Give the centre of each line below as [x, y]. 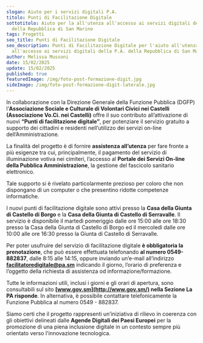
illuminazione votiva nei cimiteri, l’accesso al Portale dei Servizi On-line [96, 159]
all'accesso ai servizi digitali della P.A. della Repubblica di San [101, 51]
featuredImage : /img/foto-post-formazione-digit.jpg [74, 79]
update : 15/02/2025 [31, 68]
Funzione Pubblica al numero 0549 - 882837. [63, 302]
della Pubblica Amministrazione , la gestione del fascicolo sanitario [90, 165]
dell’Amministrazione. [33, 134]
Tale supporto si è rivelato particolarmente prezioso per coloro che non [95, 183]
